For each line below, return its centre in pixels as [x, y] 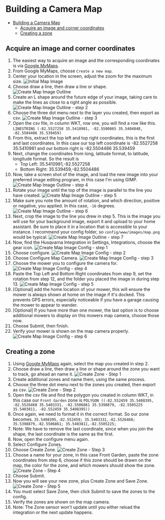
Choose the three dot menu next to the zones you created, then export [84, 384]
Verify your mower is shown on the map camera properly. [71, 331]
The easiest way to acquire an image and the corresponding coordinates [86, 60]
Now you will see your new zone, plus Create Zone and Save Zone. [81, 481]
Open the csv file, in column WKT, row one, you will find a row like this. [84, 123]
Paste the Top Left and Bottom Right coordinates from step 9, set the [82, 273]
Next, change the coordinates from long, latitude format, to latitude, [81, 153]
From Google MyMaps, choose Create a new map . [63, 71]
